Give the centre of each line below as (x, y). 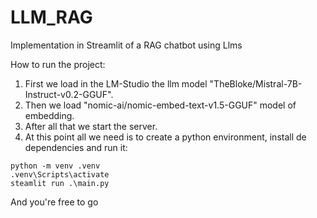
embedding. (49, 115)
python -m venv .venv (55, 166)
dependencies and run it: (76, 147)
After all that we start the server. (91, 126)
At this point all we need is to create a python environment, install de (165, 137)
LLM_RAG (51, 17)
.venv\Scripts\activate (60, 174)
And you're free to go (54, 202)
